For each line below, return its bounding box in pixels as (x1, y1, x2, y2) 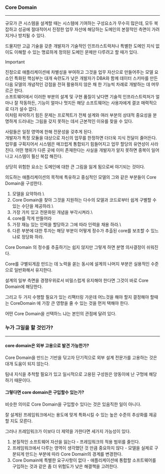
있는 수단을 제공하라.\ (12, 203, 54, 209)
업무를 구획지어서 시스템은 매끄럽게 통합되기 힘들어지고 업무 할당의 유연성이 (5, 141, 150, 147)
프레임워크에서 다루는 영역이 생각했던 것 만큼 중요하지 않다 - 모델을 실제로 (12, 445, 153, 451)
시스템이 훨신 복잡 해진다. (14, 153, 63, 159)
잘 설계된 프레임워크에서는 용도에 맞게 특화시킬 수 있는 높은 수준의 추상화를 (5, 412, 148, 417)
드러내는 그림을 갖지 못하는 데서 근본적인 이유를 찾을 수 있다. (18, 118, 134, 124)
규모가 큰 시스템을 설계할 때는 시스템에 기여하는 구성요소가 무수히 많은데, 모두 (5, 20, 153, 26)
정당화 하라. (21, 234, 44, 240)
